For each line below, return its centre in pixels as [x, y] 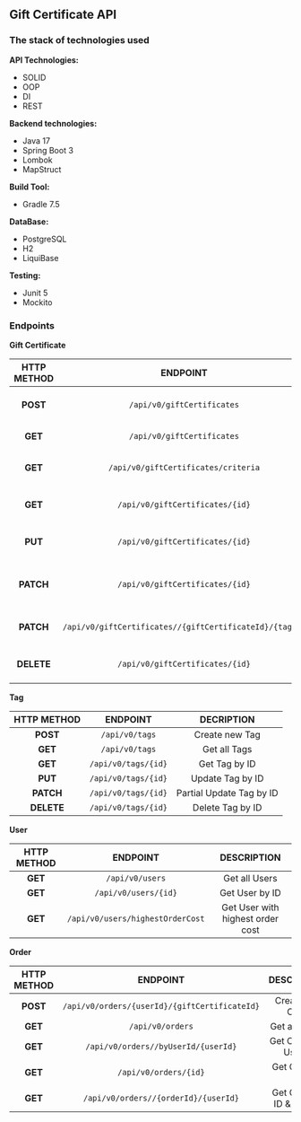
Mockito [37, 302]
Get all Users [250, 878]
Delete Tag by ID [227, 807]
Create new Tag [228, 734]
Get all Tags [228, 749]
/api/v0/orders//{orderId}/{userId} [161, 1098]
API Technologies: [44, 60]
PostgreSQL [44, 239]
